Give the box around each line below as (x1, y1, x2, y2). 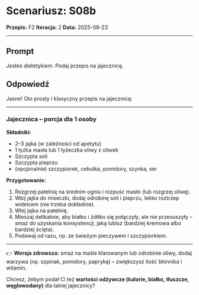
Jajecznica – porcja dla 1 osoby (6, 115, 97, 124)
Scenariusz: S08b (6, 4, 97, 18)
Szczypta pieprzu (14, 158, 58, 166)
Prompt (6, 46, 34, 57)
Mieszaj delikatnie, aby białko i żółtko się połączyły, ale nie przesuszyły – (14, 213, 192, 220)
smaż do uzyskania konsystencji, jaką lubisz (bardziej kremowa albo (14, 219, 182, 226)
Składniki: (6, 128, 31, 135)
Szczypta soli (14, 153, 48, 160)
